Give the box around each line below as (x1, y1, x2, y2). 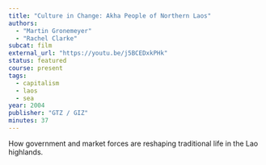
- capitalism (15, 79, 60, 87)
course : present (8, 64, 63, 72)
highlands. (8, 146, 44, 157)
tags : (8, 72, 27, 80)
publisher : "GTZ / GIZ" (8, 109, 89, 118)
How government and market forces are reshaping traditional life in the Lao (8, 138, 259, 148)
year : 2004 (8, 101, 45, 109)
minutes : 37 (8, 117, 49, 125)
